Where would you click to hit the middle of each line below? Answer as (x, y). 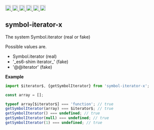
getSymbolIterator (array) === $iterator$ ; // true (59, 109)
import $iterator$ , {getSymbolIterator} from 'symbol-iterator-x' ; (78, 86)
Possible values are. (26, 46)
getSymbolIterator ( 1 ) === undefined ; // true (54, 123)
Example (15, 77)
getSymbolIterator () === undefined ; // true (53, 113)
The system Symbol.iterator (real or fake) (48, 37)
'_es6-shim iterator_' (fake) (41, 61)
